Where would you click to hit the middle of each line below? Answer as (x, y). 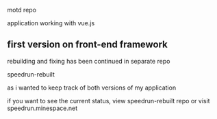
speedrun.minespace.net (42, 108)
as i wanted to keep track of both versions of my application (92, 88)
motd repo (22, 10)
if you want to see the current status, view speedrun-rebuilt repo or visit (108, 101)
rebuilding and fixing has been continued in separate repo (89, 61)
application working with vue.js (51, 23)
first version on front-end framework (87, 45)
